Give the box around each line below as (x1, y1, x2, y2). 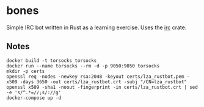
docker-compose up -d (6, 95, 62, 101)
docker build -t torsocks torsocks (6, 57, 97, 64)
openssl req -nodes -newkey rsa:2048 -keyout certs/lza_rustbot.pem (6, 74, 184, 80)
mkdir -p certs (6, 68, 45, 74)
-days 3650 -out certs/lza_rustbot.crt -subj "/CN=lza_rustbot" (20, 78, 188, 85)
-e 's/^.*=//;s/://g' (6, 89, 62, 95)
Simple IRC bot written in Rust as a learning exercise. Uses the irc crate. (6, 24, 187, 31)
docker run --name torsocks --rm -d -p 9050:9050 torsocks (6, 63, 160, 69)
